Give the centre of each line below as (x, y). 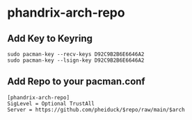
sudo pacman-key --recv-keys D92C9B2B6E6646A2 (76, 54)
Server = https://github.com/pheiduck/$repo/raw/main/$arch (96, 110)
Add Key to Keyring (50, 38)
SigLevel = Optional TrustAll (51, 103)
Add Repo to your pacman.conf (76, 82)
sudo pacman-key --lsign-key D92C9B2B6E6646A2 (76, 60)
